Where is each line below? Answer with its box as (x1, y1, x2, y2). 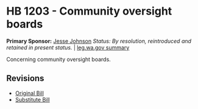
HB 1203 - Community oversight (6, 4, 172, 18)
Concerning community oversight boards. (6, 55, 111, 63)
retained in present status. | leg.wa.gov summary (6, 44, 130, 51)
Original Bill (15, 90, 44, 97)
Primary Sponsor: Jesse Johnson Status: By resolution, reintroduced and (6, 37, 192, 44)
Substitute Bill (15, 96, 50, 103)
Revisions (6, 73, 44, 83)
